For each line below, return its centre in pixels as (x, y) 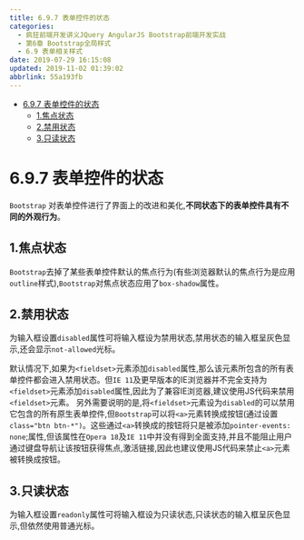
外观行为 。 (45, 216)
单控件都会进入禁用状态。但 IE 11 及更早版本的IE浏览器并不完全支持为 (138, 380)
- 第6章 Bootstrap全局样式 (64, 43)
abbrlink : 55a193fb (46, 77)
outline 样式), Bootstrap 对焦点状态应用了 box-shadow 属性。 (117, 283)
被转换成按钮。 (37, 459)
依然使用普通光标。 (64, 526)
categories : (32, 26)
